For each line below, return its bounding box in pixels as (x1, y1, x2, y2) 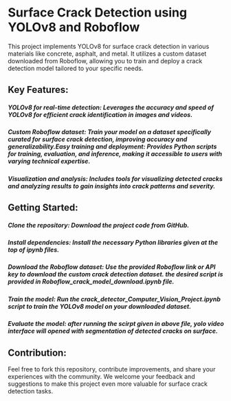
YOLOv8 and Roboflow (8, 19, 140, 35)
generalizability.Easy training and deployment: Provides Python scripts (8, 142, 217, 151)
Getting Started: (8, 202, 78, 214)
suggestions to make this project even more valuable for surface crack (8, 380, 208, 388)
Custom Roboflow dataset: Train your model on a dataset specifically (8, 128, 212, 136)
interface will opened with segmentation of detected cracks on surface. (8, 327, 219, 335)
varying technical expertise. (8, 157, 91, 166)
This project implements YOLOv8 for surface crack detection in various (8, 42, 210, 50)
